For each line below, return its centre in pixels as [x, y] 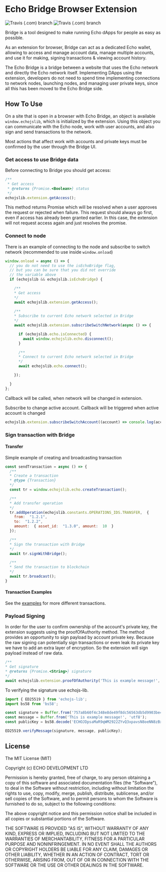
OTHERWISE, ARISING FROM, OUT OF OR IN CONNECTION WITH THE [77, 860]
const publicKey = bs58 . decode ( [38, 722]
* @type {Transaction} [33, 481]
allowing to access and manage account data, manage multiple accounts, [80, 53]
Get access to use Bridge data [42, 160]
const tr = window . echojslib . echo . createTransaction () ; [68, 490]
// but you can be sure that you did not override [63, 270]
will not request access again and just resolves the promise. [66, 223]
